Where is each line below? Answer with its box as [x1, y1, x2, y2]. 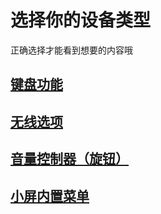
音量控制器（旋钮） [10, 151, 129, 168]
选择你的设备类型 [10, 9, 152, 32]
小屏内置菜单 [10, 187, 90, 205]
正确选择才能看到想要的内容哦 [10, 44, 133, 56]
